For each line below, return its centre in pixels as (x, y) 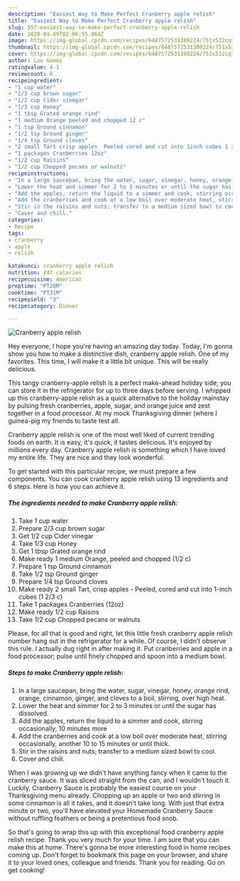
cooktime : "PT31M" (35, 293)
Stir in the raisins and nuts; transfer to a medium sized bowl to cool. (117, 752)
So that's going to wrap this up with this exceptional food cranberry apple (116, 832)
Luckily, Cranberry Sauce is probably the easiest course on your (102, 788)
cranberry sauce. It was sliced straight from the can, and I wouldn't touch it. (119, 780)
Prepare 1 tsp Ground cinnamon (65, 567)
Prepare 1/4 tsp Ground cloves (63, 582)
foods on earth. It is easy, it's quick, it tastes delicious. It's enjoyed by (110, 442)
